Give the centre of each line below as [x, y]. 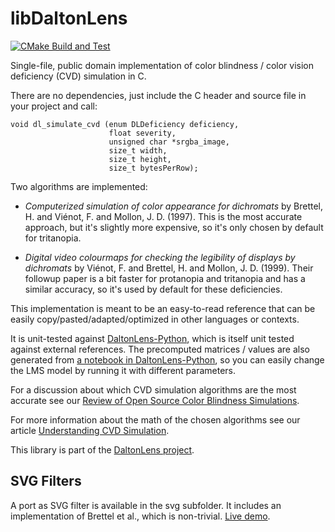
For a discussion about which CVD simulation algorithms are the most [153, 389]
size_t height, [140, 159]
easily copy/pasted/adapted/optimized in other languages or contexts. [155, 319]
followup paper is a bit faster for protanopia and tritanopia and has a [165, 278]
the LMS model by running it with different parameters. [123, 370]
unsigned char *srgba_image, [169, 142]
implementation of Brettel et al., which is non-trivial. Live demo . [140, 516]
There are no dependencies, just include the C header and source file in [158, 95]
